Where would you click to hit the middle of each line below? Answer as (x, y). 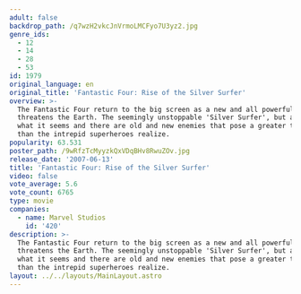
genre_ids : (30, 34)
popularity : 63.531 (46, 143)
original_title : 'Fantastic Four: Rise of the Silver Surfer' (128, 92)
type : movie (31, 201)
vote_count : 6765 (42, 193)
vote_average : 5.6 (43, 185)
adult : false (34, 17)
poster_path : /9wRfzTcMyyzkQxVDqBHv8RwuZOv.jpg (100, 151)
